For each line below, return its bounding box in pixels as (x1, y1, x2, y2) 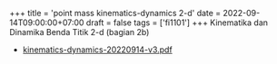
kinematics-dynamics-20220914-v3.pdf (22, 44, 173, 55)
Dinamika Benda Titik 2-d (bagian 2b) (9, 27, 150, 37)
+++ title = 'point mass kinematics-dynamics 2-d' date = (9, 8, 222, 18)
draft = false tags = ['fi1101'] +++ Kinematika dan (85, 17, 269, 28)
